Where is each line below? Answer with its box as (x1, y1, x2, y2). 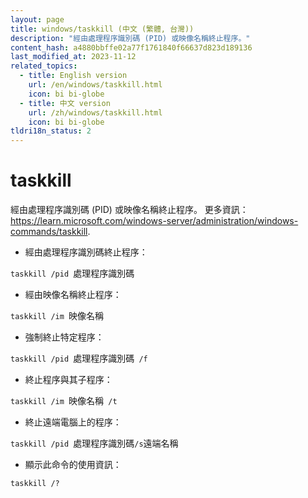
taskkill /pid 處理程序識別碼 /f (10, 352, 148, 365)
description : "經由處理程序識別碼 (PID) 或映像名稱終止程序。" (10, 33, 251, 43)
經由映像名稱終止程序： (24, 289, 122, 301)
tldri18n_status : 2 (10, 126, 92, 136)
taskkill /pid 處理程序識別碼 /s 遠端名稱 (10, 437, 179, 450)
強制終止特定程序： (24, 331, 105, 343)
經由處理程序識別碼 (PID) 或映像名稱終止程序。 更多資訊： (10, 204, 249, 216)
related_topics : (10, 61, 78, 71)
